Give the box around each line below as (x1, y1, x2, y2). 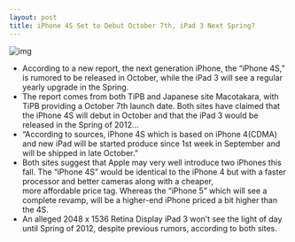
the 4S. (21, 204, 49, 215)
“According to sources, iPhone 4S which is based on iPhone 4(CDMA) (21, 129, 277, 139)
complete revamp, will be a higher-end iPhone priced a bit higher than (21, 194, 277, 205)
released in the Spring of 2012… (21, 119, 139, 129)
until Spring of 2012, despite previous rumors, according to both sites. (21, 222, 277, 233)
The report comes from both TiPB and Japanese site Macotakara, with (21, 90, 279, 102)
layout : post (9, 12, 58, 22)
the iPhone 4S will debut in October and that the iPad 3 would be (21, 110, 259, 121)
